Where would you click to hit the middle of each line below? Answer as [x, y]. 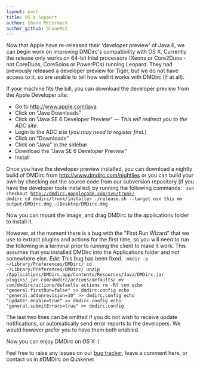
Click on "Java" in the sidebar [51, 145]
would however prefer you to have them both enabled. [73, 330]
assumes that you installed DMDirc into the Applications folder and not [93, 252]
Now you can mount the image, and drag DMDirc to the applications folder [98, 215]
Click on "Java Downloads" [48, 113]
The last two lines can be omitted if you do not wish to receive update [92, 317]
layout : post [22, 12]
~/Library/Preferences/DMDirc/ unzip [53, 269]
